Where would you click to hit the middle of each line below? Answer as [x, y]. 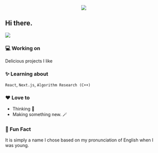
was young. [17, 145]
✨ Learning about [27, 74]
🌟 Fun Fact [18, 129]
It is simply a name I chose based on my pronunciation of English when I [79, 140]
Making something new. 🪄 [40, 114]
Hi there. [19, 23]
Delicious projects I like [29, 61]
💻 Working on [23, 48]
